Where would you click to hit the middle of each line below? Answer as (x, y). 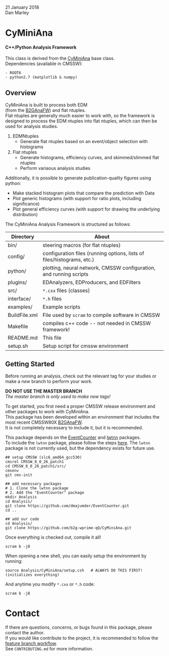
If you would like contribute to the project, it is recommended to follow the (82, 638)
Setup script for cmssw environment (86, 346)
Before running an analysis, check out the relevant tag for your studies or (81, 376)
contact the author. (25, 632)
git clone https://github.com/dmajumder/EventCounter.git (67, 506)
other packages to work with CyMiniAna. (47, 412)
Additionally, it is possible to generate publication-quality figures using (78, 178)
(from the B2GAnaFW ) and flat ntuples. (46, 110)
